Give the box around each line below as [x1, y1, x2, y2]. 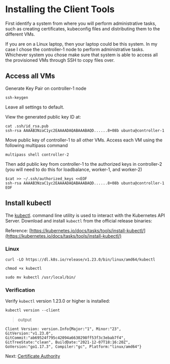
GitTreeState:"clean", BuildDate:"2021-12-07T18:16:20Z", [5, 340, 130, 345]
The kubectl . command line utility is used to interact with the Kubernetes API [5, 212, 165, 219]
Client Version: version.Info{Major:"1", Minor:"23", [5, 326, 122, 332]
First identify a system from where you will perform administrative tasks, [5, 20, 156, 26]
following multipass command [5, 142, 68, 148]
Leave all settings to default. [5, 104, 64, 110]
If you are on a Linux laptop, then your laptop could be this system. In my [5, 41, 158, 47]
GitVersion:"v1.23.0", [5, 331, 53, 336]
